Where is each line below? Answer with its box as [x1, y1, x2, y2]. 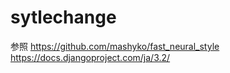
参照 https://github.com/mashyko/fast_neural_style [10, 40, 220, 52]
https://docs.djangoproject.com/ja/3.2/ [10, 51, 171, 63]
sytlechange [10, 6, 117, 29]
